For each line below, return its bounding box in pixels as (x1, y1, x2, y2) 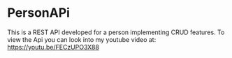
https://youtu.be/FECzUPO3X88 (7, 43, 100, 51)
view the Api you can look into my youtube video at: (7, 35, 157, 43)
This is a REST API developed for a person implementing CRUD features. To (7, 28, 225, 36)
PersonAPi (7, 5, 70, 21)
